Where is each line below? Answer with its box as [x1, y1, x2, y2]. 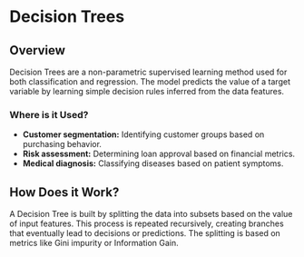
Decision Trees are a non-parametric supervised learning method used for [9, 66, 288, 77]
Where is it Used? [9, 108, 89, 121]
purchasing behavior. [22, 139, 103, 150]
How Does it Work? [9, 184, 120, 200]
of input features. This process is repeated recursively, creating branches [9, 218, 284, 229]
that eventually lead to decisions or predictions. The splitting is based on [9, 228, 281, 239]
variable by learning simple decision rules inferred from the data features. [9, 86, 284, 96]
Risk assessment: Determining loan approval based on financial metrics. [22, 148, 296, 160]
